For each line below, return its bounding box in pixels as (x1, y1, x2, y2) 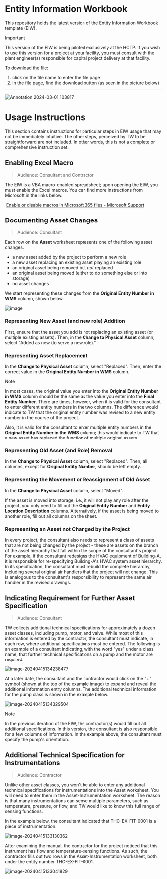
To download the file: (5, 65, 49, 71)
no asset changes (12, 280, 49, 286)
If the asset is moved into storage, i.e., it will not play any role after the (5, 497, 149, 503)
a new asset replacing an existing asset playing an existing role (12, 259, 142, 265)
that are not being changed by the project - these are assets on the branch (5, 542, 158, 548)
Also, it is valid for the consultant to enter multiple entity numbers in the (5, 424, 152, 430)
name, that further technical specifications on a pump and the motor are (5, 651, 153, 657)
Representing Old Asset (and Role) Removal (5, 447, 113, 454)
